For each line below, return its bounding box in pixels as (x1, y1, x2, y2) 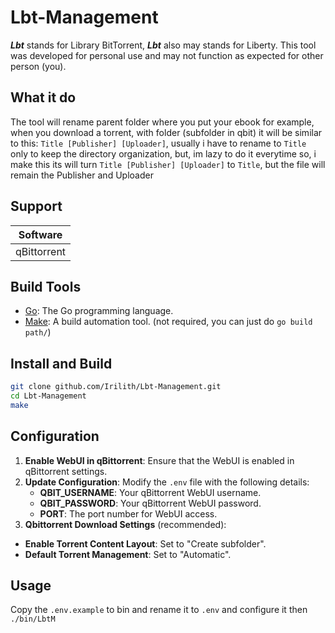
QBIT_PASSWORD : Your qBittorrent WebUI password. (39, 497, 262, 509)
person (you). (10, 60, 67, 72)
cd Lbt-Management (10, 391, 87, 401)
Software (18, 227, 63, 241)
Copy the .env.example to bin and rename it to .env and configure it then (10, 604, 308, 616)
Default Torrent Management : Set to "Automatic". (24, 548, 232, 560)
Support (10, 198, 63, 215)
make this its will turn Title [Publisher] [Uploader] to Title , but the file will (10, 158, 326, 170)
